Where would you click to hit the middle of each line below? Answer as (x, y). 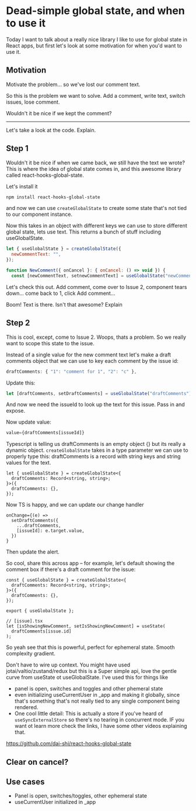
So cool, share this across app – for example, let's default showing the (90, 563)
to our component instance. (39, 214)
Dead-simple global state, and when (95, 11)
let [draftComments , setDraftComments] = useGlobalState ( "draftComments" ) (99, 393)
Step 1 (17, 148)
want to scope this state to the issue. (50, 343)
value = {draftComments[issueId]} (45, 433)
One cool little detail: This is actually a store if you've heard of (89, 714)
